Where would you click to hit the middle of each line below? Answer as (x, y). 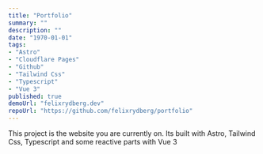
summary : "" (28, 23)
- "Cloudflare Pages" (44, 60)
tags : (17, 45)
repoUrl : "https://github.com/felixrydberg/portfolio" (101, 111)
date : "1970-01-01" (40, 38)
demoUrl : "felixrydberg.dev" (56, 103)
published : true (35, 96)
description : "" (35, 30)
